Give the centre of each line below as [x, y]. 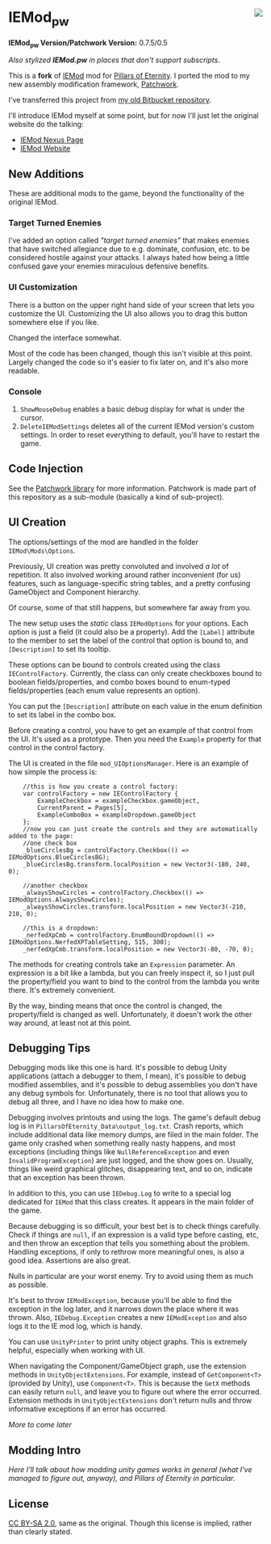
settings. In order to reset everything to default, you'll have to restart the [140, 435]
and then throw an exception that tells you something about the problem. [129, 1243]
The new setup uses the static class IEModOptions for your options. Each [128, 623]
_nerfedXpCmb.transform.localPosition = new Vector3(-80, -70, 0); [138, 949]
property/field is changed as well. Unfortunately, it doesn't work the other [130, 1014]
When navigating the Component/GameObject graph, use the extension [127, 1366]
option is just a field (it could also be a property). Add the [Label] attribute [132, 631]
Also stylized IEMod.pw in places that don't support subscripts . [114, 60]
